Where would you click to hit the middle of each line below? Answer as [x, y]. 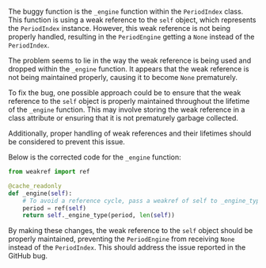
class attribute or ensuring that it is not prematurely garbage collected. [123, 118]
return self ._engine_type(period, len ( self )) [99, 216]
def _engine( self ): [40, 193]
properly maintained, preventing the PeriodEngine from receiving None [122, 239]
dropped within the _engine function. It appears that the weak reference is [129, 69]
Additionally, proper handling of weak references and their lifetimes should [130, 133]
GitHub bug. [28, 256]
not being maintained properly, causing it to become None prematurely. [123, 77]
